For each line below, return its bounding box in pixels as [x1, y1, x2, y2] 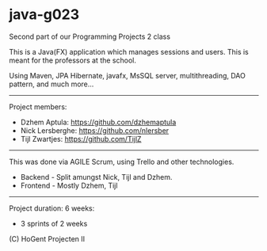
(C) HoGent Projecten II [9, 234, 86, 243]
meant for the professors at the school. [9, 55, 137, 65]
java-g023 [9, 6, 80, 24]
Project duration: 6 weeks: [9, 203, 95, 213]
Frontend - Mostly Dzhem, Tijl [20, 181, 118, 190]
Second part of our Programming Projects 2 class [9, 32, 171, 41]
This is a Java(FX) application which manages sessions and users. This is [9, 47, 249, 56]
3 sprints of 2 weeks [20, 219, 88, 228]
